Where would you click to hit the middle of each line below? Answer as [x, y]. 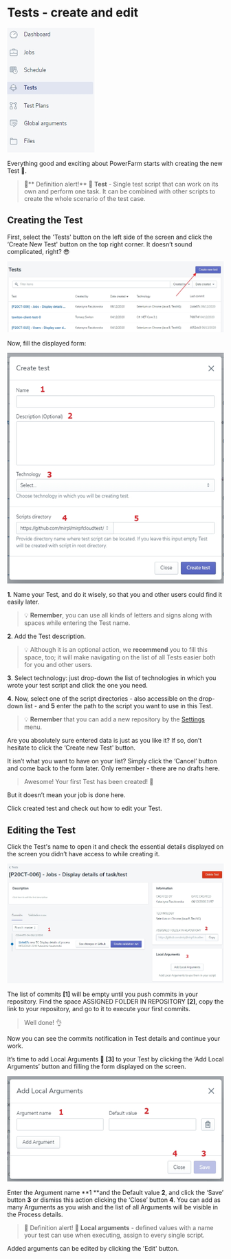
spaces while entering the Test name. [77, 623]
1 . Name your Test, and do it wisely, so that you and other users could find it [114, 595]
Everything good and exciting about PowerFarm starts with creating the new [115, 163]
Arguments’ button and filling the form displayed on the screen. [97, 1067]
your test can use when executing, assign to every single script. [114, 1235]
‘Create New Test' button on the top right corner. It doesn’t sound [100, 244]
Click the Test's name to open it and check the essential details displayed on [115, 847]
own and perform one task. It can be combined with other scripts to [120, 191]
